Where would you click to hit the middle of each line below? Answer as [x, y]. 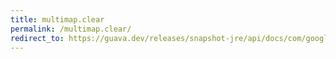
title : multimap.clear [57, 19]
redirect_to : [37, 38]
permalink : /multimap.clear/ [71, 29]
